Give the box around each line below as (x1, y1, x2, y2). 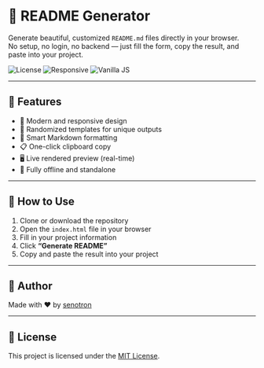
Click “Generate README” (19, 241, 108, 250)
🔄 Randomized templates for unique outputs (19, 124, 163, 134)
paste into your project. (8, 50, 84, 59)
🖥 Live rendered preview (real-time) (19, 153, 135, 163)
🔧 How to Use (8, 195, 75, 208)
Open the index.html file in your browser (19, 224, 152, 234)
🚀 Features (8, 95, 62, 109)
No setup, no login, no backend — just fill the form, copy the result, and (8, 41, 240, 50)
